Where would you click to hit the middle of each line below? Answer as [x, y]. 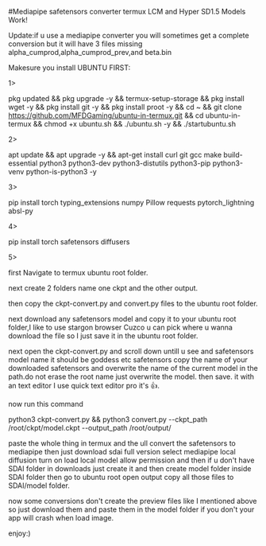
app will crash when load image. [61, 518]
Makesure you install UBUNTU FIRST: [69, 68]
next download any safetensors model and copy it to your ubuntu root [122, 319]
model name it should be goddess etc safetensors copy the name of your [128, 360]
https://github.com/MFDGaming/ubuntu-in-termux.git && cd [106, 115]
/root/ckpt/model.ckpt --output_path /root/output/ [90, 428]
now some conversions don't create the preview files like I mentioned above [133, 501]
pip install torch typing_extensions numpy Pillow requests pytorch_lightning [131, 203]
